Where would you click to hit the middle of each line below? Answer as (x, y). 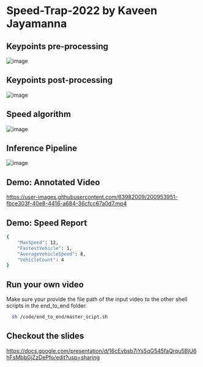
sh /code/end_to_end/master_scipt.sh (60, 317)
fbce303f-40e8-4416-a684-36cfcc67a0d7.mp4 (67, 203)
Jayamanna (37, 24)
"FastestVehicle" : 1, (45, 248)
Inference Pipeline (42, 149)
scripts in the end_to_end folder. (47, 306)
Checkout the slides (45, 336)
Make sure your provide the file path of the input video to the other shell (97, 299)
